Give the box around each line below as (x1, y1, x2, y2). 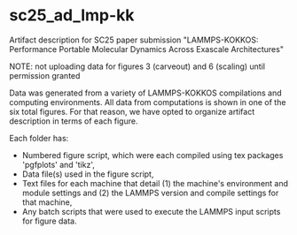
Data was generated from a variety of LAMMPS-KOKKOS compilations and (9, 87, 282, 98)
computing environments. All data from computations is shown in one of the (9, 96, 286, 107)
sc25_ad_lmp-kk (9, 5, 135, 26)
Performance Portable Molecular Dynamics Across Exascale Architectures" (9, 43, 284, 54)
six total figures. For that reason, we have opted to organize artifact (9, 106, 255, 117)
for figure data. (21, 216, 77, 226)
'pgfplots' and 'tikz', (21, 159, 95, 170)
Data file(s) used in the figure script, (21, 169, 154, 179)
